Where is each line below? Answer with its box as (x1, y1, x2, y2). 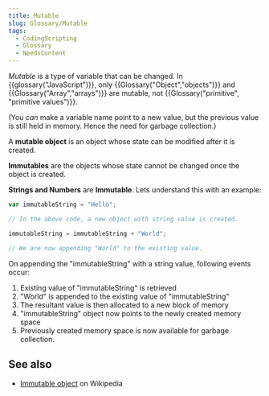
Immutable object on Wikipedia (19, 379, 123, 389)
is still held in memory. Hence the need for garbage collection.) (8, 122, 217, 130)
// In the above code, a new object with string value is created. (8, 215, 239, 223)
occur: (8, 267, 30, 277)
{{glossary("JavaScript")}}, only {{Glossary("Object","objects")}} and (8, 80, 235, 89)
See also (8, 357, 52, 371)
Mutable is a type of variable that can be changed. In (8, 72, 183, 80)
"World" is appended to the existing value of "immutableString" (19, 291, 230, 301)
